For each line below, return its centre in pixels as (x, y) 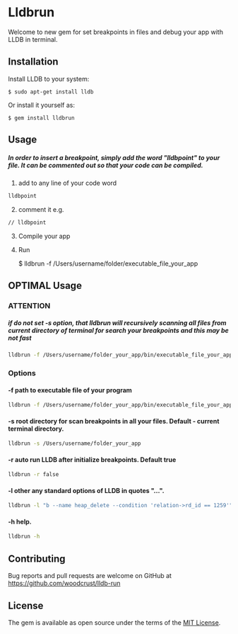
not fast (20, 338)
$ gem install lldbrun (41, 118)
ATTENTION (29, 306)
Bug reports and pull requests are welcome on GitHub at (90, 576)
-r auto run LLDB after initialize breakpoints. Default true (92, 459)
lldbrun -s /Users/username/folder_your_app (75, 443)
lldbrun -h (24, 537)
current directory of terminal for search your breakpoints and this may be (118, 330)
